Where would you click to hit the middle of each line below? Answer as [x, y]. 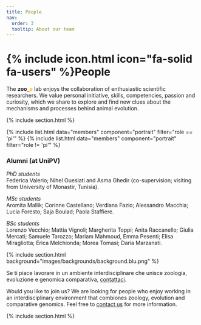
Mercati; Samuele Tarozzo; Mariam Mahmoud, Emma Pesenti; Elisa [90, 237]
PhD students [23, 174]
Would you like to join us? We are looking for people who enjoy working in [99, 291]
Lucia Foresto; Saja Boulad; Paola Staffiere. [60, 212]
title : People [24, 12]
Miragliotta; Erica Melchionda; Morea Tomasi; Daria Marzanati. [84, 243]
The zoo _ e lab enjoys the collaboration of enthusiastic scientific [86, 89]
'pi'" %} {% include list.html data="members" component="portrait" [91, 138]
